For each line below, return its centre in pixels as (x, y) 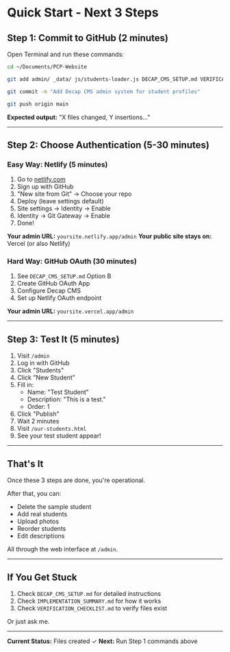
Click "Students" (40, 371)
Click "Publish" (38, 414)
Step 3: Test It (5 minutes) (63, 339)
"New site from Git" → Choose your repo (74, 194)
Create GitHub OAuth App (53, 284)
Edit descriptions (41, 536)
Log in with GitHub (43, 363)
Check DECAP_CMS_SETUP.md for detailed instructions (89, 593)
